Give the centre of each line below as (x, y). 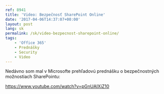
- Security (26, 52)
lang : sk (14, 29)
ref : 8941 (16, 10)
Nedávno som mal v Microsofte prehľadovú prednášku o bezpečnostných (82, 71)
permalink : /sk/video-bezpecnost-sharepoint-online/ (62, 33)
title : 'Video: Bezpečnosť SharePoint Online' (55, 15)
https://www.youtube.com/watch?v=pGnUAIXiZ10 (57, 86)
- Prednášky (27, 48)
